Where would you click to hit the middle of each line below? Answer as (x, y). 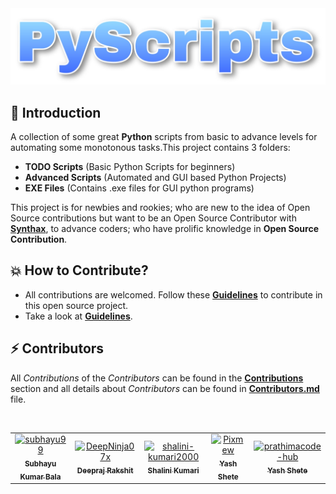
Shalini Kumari (173, 470)
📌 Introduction (56, 112)
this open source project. (76, 305)
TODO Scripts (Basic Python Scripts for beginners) (130, 166)
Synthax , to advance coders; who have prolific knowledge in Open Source (165, 228)
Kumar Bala (40, 477)
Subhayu (40, 464)
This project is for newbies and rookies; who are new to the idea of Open (160, 207)
